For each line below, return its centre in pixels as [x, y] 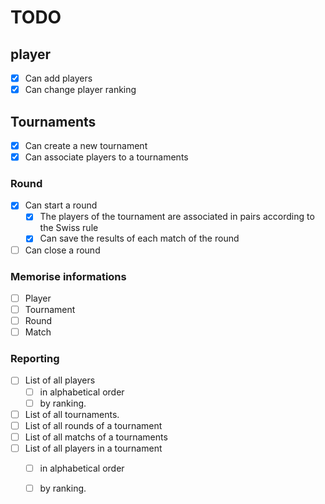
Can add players [58, 78]
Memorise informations [68, 276]
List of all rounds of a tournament [93, 425]
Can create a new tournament [86, 145]
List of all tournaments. [72, 414]
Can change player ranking [80, 90]
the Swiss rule [69, 228]
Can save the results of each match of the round [139, 238]
